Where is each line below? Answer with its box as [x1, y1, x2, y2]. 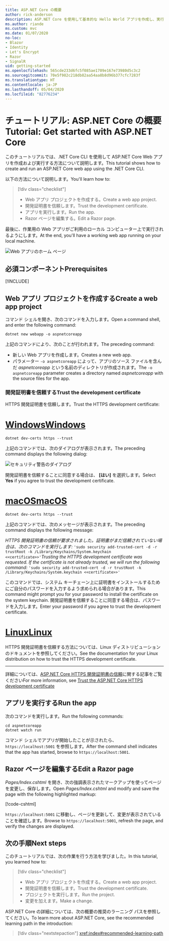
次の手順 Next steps [5, 839, 66, 848]
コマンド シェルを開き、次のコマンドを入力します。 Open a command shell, [5, 316, 161, 322]
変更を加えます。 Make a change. [25, 898, 94, 904]
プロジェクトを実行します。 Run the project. [25, 892, 115, 898]
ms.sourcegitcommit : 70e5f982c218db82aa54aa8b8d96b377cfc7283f [5, 73, 141, 78]
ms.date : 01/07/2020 [5, 31, 49, 36]
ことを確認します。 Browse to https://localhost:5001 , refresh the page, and [5, 817, 163, 823]
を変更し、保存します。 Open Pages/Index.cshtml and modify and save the [5, 786, 159, 792]
